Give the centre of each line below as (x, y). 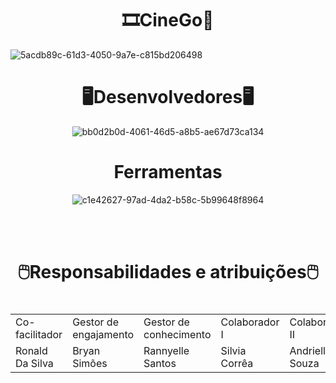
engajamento (103, 335)
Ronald (31, 351)
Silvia (233, 351)
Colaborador (250, 322)
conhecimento (177, 335)
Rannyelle (166, 351)
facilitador (39, 335)
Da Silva (34, 364)
